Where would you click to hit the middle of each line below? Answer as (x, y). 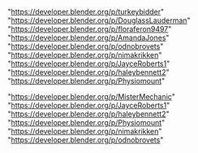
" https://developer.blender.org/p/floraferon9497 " (90, 29)
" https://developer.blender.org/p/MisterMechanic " (91, 96)
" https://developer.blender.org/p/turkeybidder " (86, 12)
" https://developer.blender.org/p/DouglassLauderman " (99, 20)
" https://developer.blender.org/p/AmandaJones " (88, 37)
